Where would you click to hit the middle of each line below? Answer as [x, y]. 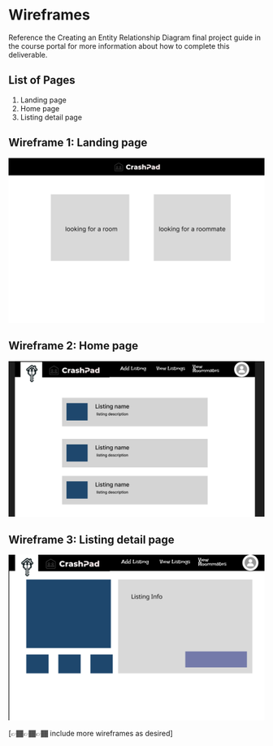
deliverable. [28, 54]
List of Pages [42, 80]
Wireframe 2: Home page [74, 346]
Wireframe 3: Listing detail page [91, 539]
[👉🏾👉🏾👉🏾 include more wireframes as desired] [91, 734]
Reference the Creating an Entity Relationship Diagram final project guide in [135, 37]
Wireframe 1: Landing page [78, 143]
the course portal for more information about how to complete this [119, 46]
